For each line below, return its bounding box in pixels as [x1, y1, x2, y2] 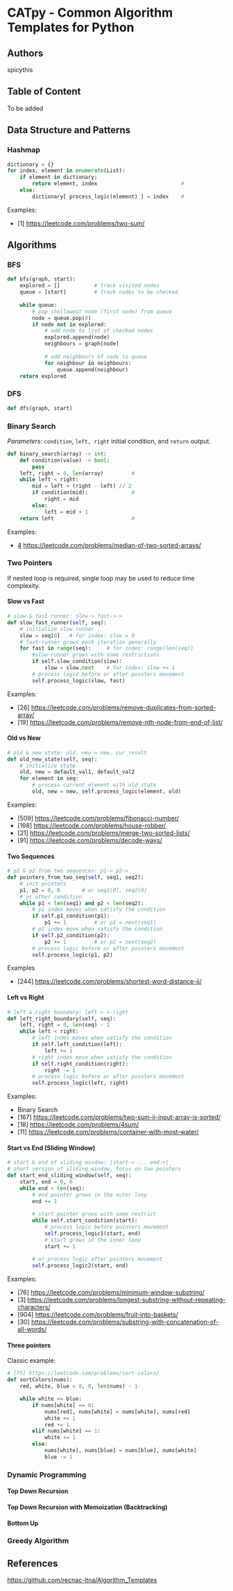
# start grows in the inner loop [44, 1236, 141, 1243]
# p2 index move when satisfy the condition [32, 925, 163, 933]
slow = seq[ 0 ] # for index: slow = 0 [19, 632, 135, 639]
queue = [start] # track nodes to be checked [19, 289, 178, 296]
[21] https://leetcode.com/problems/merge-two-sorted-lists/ [17, 828, 190, 837]
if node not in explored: [32, 321, 107, 328]
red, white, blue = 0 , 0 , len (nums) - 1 [19, 1383, 138, 1390]
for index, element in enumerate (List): [7, 167, 126, 174]
